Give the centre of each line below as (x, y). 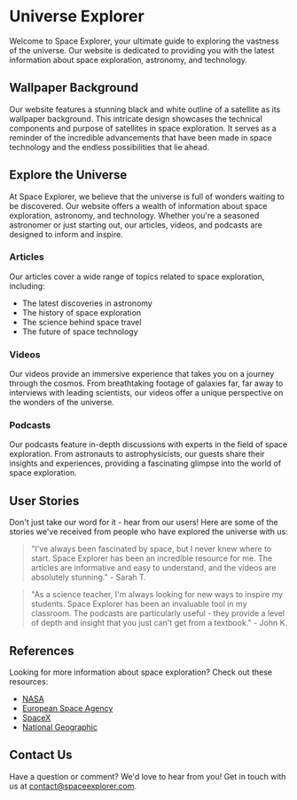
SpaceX (36, 718)
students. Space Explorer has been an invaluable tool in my (139, 604)
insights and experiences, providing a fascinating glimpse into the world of (145, 463)
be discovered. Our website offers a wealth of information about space (138, 205)
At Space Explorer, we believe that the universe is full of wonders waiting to (147, 196)
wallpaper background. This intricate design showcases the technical (136, 118)
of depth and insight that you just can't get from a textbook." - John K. (159, 623)
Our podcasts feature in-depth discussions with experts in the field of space (148, 444)
